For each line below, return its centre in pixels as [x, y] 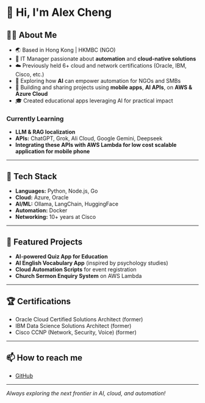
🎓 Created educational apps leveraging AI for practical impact [94, 101]
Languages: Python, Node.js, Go [56, 191]
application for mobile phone [52, 151]
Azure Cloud [31, 94]
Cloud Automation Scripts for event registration [76, 269]
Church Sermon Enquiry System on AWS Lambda [78, 276]
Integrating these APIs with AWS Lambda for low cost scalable [96, 145]
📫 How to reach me [45, 358]
